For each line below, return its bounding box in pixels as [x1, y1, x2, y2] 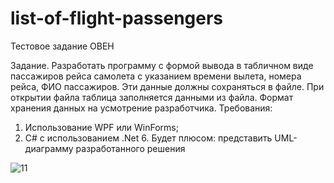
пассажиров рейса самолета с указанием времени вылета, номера [10, 70, 302, 82]
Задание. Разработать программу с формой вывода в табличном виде [10, 59, 314, 71]
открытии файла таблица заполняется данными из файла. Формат [10, 91, 294, 103]
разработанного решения [75, 142, 186, 154]
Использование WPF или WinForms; [24, 121, 179, 133]
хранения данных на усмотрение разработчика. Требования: [10, 102, 273, 114]
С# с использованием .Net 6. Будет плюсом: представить [24, 132, 273, 144]
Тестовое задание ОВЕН [10, 40, 115, 52]
